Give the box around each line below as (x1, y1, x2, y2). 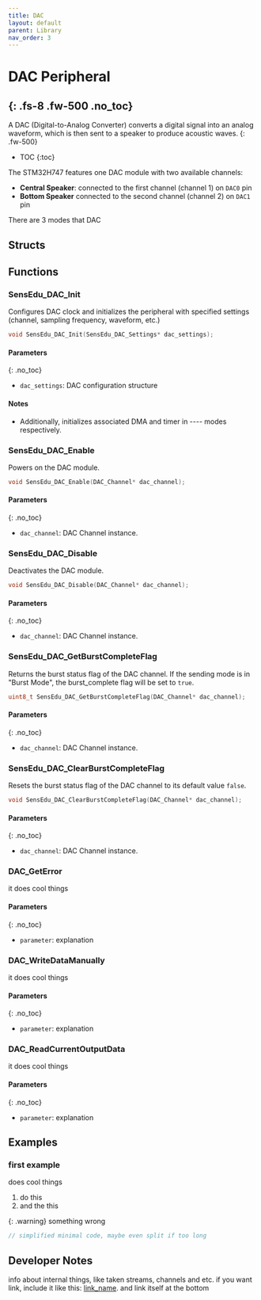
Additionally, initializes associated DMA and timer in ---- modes (19, 417, 227, 426)
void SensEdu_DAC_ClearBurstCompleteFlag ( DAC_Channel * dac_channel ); (8, 796, 243, 804)
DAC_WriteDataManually (8, 955, 105, 966)
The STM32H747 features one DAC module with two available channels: (8, 168, 244, 177)
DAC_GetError (8, 866, 62, 877)
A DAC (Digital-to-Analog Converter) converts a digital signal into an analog (8, 120, 254, 130)
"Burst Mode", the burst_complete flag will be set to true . (8, 677, 195, 687)
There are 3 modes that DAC (8, 215, 101, 225)
